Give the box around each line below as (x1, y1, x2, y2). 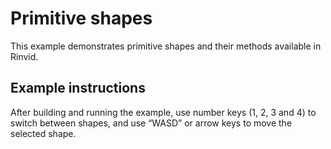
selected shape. (10, 127, 77, 139)
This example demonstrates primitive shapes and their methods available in (10, 40, 322, 52)
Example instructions (10, 80, 146, 97)
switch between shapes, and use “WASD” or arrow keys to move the (10, 117, 293, 129)
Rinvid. (10, 50, 39, 62)
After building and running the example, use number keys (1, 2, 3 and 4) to (10, 106, 317, 118)
